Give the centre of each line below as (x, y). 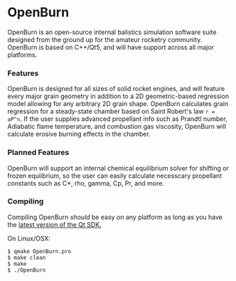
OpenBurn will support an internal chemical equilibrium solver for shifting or (118, 168)
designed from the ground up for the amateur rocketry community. (105, 39)
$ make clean (27, 258)
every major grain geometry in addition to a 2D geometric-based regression (118, 96)
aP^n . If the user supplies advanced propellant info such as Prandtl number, (117, 119)
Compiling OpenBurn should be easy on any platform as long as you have (115, 217)
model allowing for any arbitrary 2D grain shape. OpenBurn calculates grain (118, 104)
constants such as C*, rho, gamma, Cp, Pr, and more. (86, 183)
